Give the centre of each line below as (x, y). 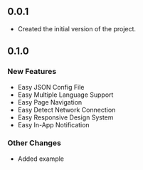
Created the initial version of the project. (77, 28)
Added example (41, 159)
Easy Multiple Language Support (65, 95)
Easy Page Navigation (50, 102)
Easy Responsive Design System (65, 117)
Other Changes (35, 143)
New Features (32, 72)
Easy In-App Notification (54, 124)
